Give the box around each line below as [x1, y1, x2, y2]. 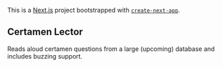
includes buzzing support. [7, 52, 83, 60]
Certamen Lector [7, 26, 83, 38]
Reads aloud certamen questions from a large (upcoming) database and [7, 45, 215, 53]
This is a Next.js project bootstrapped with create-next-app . [7, 6, 181, 14]
